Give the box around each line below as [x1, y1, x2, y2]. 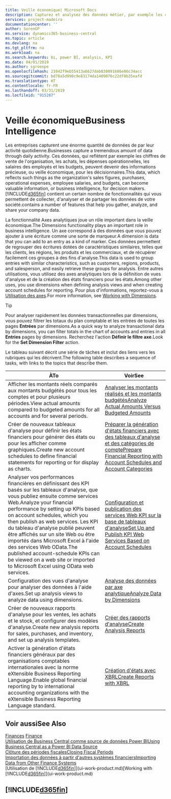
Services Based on [104, 537, 150, 545]
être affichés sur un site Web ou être [8, 531, 95, 538]
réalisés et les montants [104, 390, 162, 397]
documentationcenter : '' [5, 21, 58, 27]
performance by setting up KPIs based [8, 505, 100, 512]
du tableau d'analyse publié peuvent [8, 525, 95, 532]
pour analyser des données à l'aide [8, 584, 92, 591]
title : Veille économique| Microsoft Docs [5, 7, 97, 13]
